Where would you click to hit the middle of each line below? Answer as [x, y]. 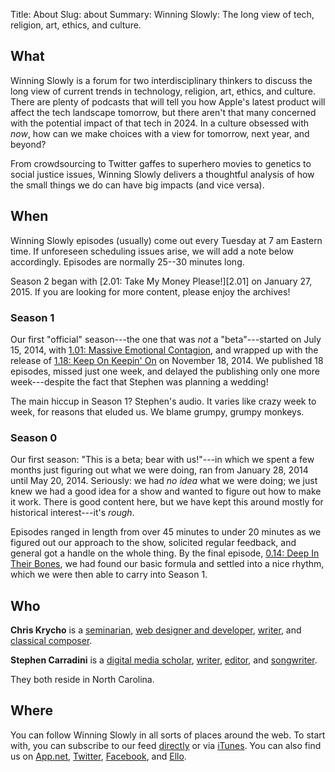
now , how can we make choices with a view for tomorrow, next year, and [160, 133]
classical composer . [51, 641]
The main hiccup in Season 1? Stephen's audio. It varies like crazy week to [163, 401]
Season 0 [34, 437]
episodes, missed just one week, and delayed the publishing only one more [165, 371]
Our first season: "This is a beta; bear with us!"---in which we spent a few [162, 460]
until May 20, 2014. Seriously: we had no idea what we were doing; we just [164, 481]
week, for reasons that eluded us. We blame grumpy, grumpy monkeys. [157, 411]
